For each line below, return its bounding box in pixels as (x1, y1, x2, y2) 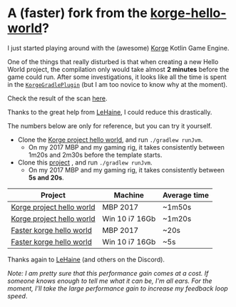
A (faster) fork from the (7, 5, 148, 21)
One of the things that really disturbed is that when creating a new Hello (7, 57, 219, 66)
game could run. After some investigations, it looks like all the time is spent (7, 73, 227, 81)
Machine (113, 190, 145, 200)
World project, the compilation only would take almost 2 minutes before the (7, 65, 230, 73)
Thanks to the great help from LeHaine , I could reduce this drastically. (7, 108, 212, 116)
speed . (7, 291, 28, 300)
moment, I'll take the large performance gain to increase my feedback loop (7, 283, 228, 293)
